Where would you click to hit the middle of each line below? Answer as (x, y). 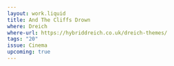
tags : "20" (23, 39)
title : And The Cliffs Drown (49, 20)
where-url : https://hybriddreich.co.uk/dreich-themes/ (87, 33)
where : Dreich (28, 26)
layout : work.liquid (37, 13)
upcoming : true (29, 52)
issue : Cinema (28, 45)
